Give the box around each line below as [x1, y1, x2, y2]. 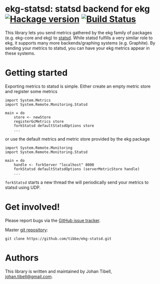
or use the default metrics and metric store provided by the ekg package [5, 136, 150, 142]
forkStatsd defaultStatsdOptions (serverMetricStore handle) [14, 166, 140, 172]
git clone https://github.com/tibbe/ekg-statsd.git [5, 236, 112, 241]
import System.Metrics [5, 98, 51, 103]
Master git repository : [5, 227, 48, 233]
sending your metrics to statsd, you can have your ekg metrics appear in [5, 45, 150, 51]
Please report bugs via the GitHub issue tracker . [5, 217, 101, 223]
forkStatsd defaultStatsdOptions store [14, 123, 95, 128]
